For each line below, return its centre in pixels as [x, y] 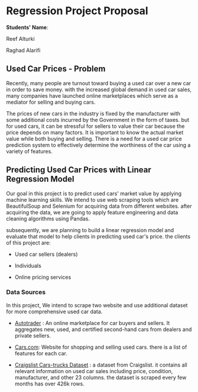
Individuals [28, 265]
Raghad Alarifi [23, 50]
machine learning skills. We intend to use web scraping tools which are [92, 200]
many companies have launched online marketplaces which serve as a [92, 95]
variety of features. [30, 151]
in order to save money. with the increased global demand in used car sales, [99, 89]
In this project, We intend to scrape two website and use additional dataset [97, 305]
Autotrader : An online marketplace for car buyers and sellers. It [92, 323]
